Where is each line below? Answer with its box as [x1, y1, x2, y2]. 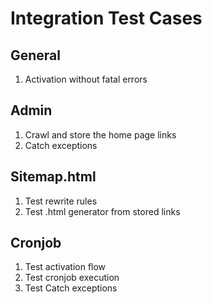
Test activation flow [24, 261, 107, 273]
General [10, 47, 62, 64]
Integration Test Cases [10, 7, 203, 30]
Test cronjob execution [24, 272, 120, 284]
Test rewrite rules [24, 195, 98, 207]
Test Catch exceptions [24, 282, 118, 294]
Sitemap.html [10, 168, 97, 186]
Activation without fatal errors [24, 73, 148, 85]
